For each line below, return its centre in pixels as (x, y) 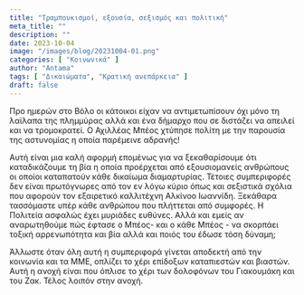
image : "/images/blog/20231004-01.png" (85, 52)
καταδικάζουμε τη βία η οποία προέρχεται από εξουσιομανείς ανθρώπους (149, 167)
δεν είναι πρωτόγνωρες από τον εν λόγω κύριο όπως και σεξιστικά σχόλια (151, 186)
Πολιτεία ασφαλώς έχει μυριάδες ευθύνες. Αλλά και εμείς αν (127, 214)
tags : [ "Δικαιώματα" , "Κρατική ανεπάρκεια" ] (99, 77)
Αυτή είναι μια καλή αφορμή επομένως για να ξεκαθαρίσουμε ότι (133, 157)
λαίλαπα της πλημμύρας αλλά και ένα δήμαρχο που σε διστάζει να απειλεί (152, 120)
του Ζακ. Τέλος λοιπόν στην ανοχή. (76, 281)
